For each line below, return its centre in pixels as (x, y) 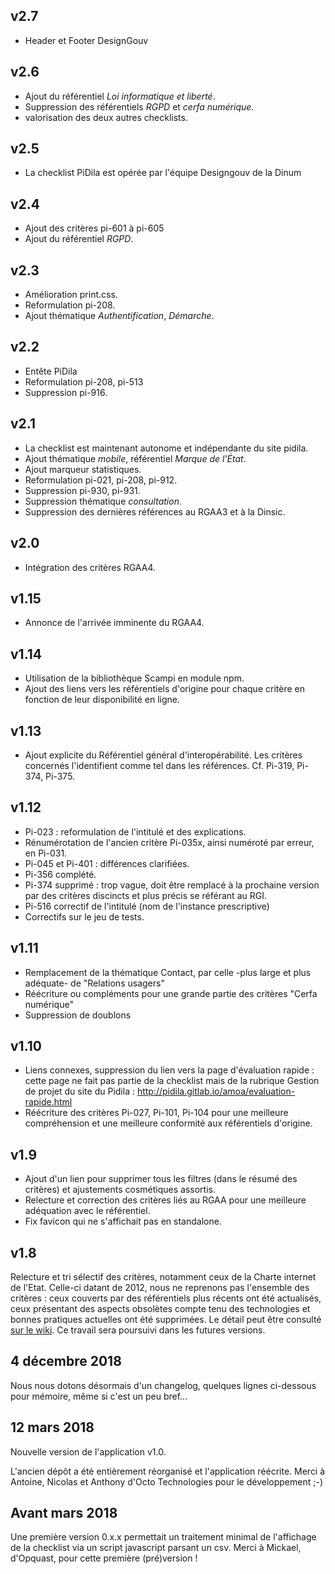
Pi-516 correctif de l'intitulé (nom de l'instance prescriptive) (147, 906)
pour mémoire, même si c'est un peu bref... (99, 1396)
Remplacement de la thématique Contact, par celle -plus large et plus (168, 972)
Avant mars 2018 (64, 1513)
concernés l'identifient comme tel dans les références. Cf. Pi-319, (159, 765)
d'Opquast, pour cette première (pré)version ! (104, 1558)
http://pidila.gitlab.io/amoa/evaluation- (216, 1091)
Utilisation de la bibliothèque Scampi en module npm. (134, 678)
